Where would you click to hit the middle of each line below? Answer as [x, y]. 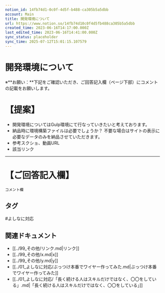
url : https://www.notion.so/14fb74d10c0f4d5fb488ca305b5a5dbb [70, 23]
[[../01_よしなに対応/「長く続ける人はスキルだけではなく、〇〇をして [82, 279]
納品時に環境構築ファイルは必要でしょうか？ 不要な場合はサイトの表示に [86, 130]
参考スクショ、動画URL [36, 143]
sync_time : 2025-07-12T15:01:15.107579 [46, 42]
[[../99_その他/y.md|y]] [35, 261]
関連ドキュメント [31, 236]
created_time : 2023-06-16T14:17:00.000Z [47, 28]
